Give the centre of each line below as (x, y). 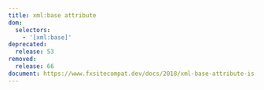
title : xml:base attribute (52, 15)
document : (24, 74)
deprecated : (27, 45)
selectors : (33, 30)
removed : (22, 59)
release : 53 (35, 52)
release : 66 (35, 67)
